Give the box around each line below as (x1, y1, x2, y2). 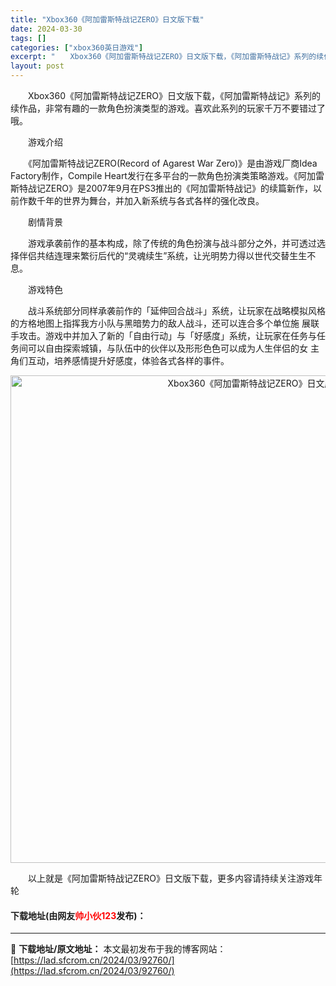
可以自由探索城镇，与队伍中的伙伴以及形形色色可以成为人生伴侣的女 (27, 342, 308, 354)
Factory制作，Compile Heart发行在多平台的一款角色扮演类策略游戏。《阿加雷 (10, 170, 325, 181)
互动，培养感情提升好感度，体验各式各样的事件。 (27, 355, 230, 366)
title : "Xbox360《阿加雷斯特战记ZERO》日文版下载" (10, 14, 205, 25)
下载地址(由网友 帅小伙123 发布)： (10, 909, 147, 921)
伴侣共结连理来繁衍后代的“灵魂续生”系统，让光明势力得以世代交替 (18, 250, 290, 261)
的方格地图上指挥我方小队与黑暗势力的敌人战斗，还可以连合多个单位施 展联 (10, 317, 320, 329)
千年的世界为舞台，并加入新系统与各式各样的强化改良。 (36, 195, 265, 206)
